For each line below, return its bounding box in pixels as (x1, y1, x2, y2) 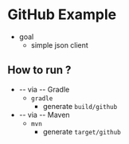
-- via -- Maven (18, 110, 70, 119)
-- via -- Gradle (18, 84, 70, 94)
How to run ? (7, 64, 72, 77)
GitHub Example (7, 6, 117, 24)
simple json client (30, 40, 88, 49)
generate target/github (42, 126, 121, 136)
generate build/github (42, 101, 118, 111)
